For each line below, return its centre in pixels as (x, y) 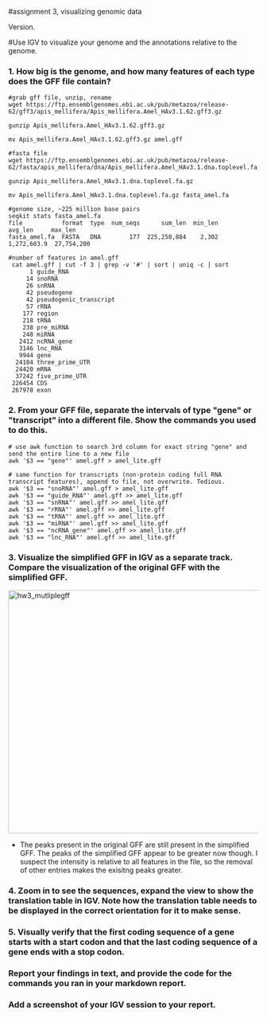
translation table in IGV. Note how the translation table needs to (133, 900)
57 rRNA (39, 307)
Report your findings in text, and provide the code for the (120, 973)
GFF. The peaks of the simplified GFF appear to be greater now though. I (139, 853)
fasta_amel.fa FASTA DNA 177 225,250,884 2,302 (113, 237)
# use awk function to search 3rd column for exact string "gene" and (128, 447)
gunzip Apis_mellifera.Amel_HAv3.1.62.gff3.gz (87, 126)
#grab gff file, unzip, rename (60, 98)
